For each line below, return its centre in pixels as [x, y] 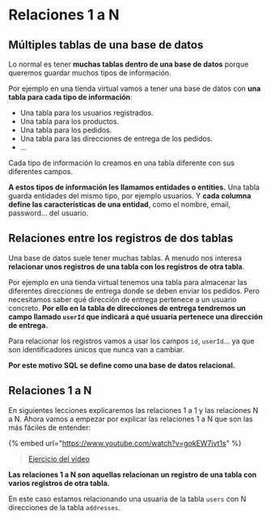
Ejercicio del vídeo [59, 458]
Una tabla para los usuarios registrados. [87, 113]
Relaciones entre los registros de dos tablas [121, 238]
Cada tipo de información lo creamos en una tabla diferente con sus [121, 163]
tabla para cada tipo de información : [70, 97]
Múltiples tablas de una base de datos [106, 45]
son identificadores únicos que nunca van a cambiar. [96, 349]
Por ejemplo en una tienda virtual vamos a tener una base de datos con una [135, 88]
